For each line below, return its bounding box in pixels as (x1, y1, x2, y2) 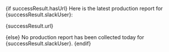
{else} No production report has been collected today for (5, 34, 145, 40)
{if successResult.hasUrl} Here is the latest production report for (5, 5, 163, 12)
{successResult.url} (5, 23, 54, 29)
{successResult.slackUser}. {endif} (5, 40, 91, 47)
